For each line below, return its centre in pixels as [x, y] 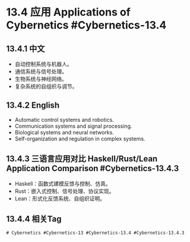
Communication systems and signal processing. [73, 126]
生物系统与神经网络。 [41, 79]
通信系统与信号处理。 [41, 71]
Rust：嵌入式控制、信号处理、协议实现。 [64, 191]
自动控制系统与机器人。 [43, 64]
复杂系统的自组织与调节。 [46, 86]
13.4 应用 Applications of [68, 12]
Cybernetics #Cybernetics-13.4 [86, 25]
